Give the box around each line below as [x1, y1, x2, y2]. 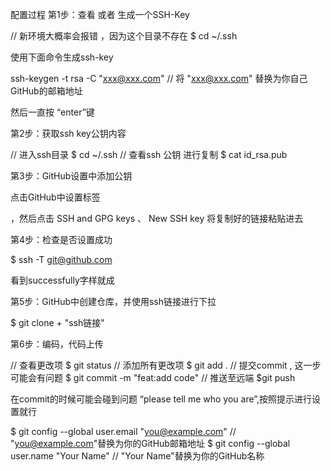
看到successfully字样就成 [10, 274, 115, 286]
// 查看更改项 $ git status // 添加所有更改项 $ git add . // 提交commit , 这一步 [10, 359, 322, 371]
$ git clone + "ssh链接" [10, 317, 105, 328]
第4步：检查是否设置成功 [10, 234, 113, 245]
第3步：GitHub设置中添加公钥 [10, 170, 133, 182]
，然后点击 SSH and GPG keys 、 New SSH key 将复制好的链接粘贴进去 [10, 213, 304, 224]
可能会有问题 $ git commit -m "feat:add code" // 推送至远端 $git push [10, 372, 296, 383]
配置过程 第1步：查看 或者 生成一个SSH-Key [10, 9, 190, 20]
